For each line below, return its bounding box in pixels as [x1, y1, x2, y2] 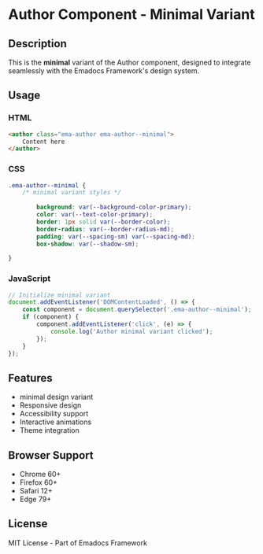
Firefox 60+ [19, 478, 57, 487]
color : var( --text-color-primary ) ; [36, 211, 154, 219]
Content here [22, 138, 65, 146]
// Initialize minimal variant [8, 291, 111, 299]
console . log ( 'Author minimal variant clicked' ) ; [50, 327, 213, 335]
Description [8, 37, 67, 50]
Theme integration [19, 426, 80, 435]
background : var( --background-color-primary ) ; [36, 203, 192, 212]
